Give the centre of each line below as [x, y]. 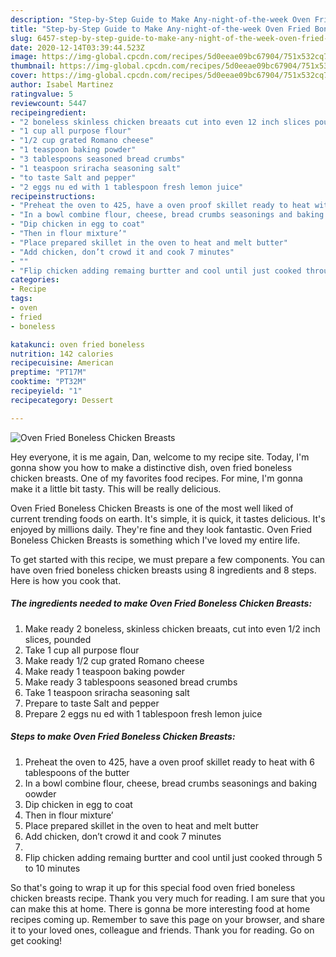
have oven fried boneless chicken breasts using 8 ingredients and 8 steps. [163, 570]
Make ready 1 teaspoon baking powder [104, 671]
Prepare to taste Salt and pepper [92, 703]
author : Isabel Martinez [62, 85]
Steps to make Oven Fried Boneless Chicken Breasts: [123, 737]
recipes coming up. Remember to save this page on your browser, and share [167, 919]
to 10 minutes [52, 868]
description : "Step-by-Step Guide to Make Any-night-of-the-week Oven [160, 19]
